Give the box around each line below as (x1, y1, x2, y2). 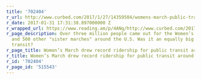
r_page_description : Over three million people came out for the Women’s (6, 31, 194, 37)
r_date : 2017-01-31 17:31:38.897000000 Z (6, 20, 111, 26)
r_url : (6, 14, 23, 20)
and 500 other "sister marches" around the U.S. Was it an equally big (11, 36, 194, 42)
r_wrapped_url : (6, 25, 44, 31)
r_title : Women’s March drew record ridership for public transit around (6, 53, 194, 59)
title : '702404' (6, 8, 47, 15)
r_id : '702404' (6, 58, 44, 64)
